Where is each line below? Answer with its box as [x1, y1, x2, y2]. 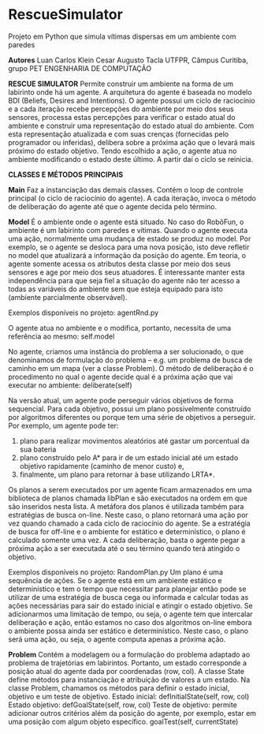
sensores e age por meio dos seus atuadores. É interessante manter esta [8, 267, 246, 277]
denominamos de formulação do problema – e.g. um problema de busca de [8, 355, 253, 365]
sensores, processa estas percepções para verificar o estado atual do [8, 112, 236, 122]
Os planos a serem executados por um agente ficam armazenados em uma [8, 485, 252, 494]
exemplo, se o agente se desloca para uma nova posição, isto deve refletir [8, 242, 250, 252]
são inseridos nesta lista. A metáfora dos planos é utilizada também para [8, 501, 244, 511]
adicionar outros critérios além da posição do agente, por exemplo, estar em [8, 708, 257, 717]
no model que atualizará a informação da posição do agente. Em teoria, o [8, 250, 247, 260]
